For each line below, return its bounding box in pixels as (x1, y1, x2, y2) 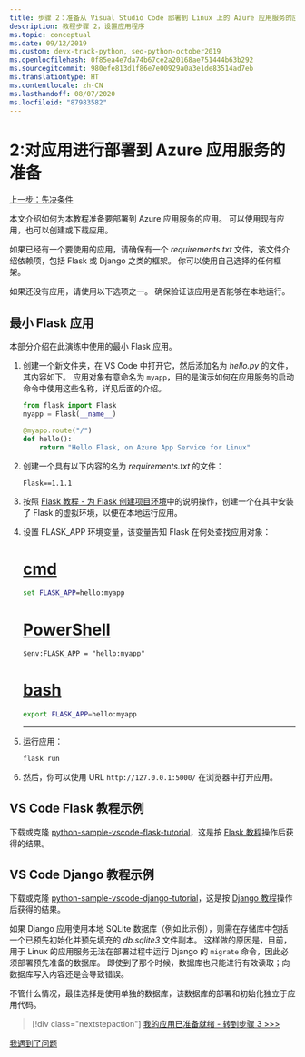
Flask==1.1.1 (22, 479, 73, 488)
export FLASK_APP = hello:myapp (22, 710, 138, 719)
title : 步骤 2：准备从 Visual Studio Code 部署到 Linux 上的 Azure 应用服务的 (9, 13, 293, 23)
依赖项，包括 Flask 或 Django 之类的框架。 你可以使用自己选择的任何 (16, 255, 274, 266)
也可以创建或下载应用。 (25, 224, 113, 236)
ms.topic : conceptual (9, 30, 92, 39)
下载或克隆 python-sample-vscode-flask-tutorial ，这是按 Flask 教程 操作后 (9, 826, 286, 837)
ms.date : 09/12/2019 (9, 38, 88, 48)
